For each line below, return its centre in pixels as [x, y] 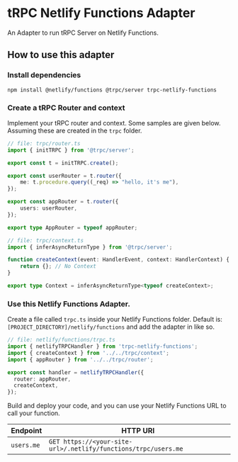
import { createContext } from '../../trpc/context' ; [89, 353]
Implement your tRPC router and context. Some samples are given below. [114, 123]
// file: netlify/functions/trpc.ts [61, 340]
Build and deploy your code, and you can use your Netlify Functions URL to [117, 406]
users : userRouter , [49, 208]
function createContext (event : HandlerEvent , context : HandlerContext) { [119, 260]
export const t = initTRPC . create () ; [63, 163]
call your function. [34, 413]
